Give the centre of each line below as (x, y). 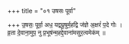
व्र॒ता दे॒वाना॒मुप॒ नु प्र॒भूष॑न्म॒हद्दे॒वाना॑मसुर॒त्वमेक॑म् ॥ (56, 32)
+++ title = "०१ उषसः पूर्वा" (42, 11)
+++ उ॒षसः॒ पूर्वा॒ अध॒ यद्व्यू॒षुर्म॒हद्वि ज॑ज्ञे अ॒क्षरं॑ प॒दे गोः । (65, 25)
